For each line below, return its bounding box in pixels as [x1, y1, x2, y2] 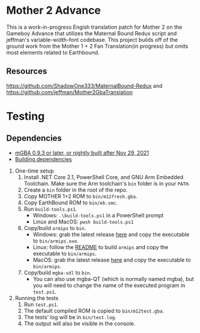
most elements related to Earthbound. [6, 49, 100, 56]
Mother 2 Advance [6, 4, 101, 17]
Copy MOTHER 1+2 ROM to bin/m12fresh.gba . [23, 192, 138, 199]
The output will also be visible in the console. [23, 320, 136, 327]
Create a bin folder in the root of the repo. [23, 186, 128, 193]
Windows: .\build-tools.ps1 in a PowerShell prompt [32, 211, 164, 219]
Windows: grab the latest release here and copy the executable [32, 231, 190, 238]
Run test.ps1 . [23, 301, 59, 308]
